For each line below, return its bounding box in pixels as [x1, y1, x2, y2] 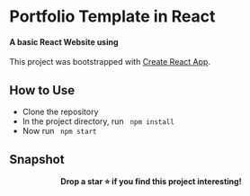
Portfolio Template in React [9, 6, 216, 27]
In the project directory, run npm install [22, 116, 175, 127]
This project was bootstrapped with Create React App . [9, 57, 211, 67]
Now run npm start [22, 126, 97, 137]
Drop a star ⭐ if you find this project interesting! [60, 176, 242, 187]
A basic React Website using [9, 36, 119, 47]
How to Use [9, 83, 76, 98]
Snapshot [9, 151, 65, 167]
